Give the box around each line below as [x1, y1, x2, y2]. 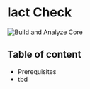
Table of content [7, 48, 81, 61]
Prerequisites [17, 67, 57, 75]
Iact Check [7, 4, 72, 21]
